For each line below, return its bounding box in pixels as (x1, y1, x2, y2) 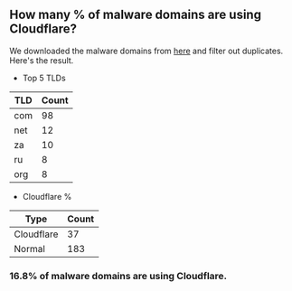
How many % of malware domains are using (9, 7, 262, 23)
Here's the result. (9, 54, 74, 66)
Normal (14, 242, 45, 255)
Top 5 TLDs (22, 72, 66, 83)
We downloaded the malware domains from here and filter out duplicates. (9, 45, 284, 56)
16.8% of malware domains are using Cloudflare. (9, 269, 228, 282)
